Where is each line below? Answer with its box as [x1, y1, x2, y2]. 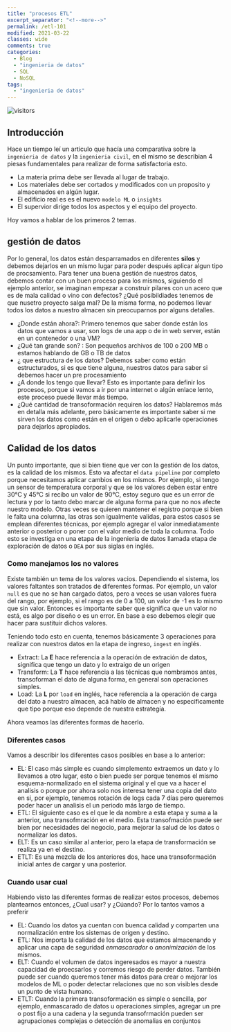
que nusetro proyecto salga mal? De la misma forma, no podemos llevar [7, 299, 212, 307]
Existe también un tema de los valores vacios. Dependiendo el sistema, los [7, 574, 220, 582]
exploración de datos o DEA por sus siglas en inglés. [7, 542, 154, 550]
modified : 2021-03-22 [7, 29, 70, 37]
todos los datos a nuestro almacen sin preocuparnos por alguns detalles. [7, 305, 215, 314]
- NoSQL [13, 74, 36, 82]
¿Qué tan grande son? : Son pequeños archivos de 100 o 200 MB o [17, 341, 209, 350]
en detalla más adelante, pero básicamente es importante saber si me [17, 407, 216, 416]
